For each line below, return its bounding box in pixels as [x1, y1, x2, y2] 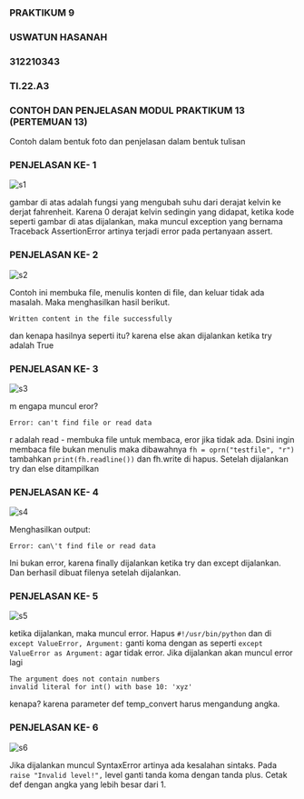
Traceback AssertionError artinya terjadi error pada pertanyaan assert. [9, 225, 273, 237]
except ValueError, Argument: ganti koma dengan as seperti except [9, 638, 263, 649]
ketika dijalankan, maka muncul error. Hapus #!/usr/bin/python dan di [9, 628, 272, 639]
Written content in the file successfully [9, 314, 172, 324]
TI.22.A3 [9, 79, 50, 92]
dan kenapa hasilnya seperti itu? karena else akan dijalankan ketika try [9, 330, 272, 341]
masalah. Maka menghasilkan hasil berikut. [9, 296, 171, 307]
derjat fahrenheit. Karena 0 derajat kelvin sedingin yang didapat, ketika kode [9, 206, 295, 217]
